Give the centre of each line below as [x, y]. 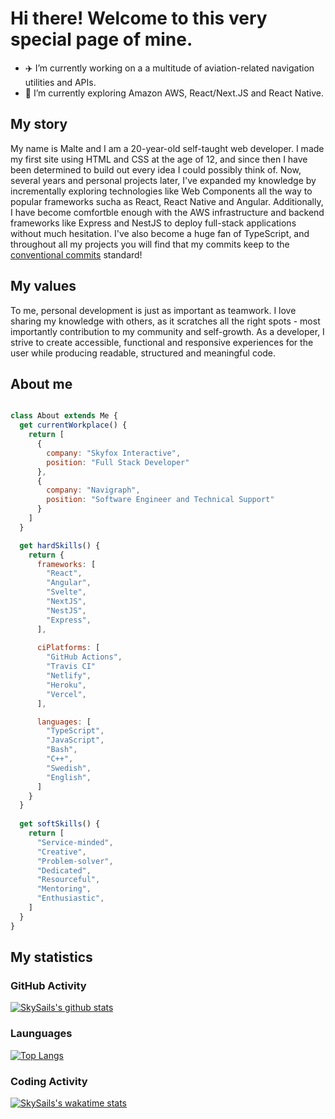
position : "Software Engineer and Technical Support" [160, 500]
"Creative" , [61, 852]
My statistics [51, 957]
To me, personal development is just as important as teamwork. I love [153, 310]
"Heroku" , [66, 685]
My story [39, 124]
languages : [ [64, 722]
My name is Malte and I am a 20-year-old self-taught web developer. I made [167, 148]
